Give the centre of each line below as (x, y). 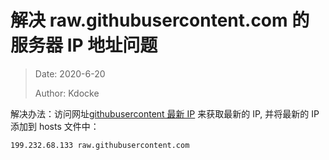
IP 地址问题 (112, 45)
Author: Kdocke (67, 93)
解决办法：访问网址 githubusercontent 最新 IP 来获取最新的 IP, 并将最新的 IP (165, 113)
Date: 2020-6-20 (70, 73)
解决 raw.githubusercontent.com (149, 20)
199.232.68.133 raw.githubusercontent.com (100, 145)
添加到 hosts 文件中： (55, 126)
